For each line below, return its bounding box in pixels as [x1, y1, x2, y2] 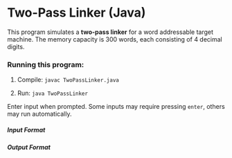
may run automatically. [7, 109, 72, 119]
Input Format [7, 125, 46, 134]
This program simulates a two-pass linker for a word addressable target [7, 28, 213, 36]
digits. [7, 42, 25, 51]
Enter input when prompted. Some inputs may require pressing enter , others [7, 103, 225, 111]
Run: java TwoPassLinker [17, 89, 89, 98]
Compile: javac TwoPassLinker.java [17, 76, 119, 84]
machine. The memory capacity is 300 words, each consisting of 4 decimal [7, 35, 223, 43]
